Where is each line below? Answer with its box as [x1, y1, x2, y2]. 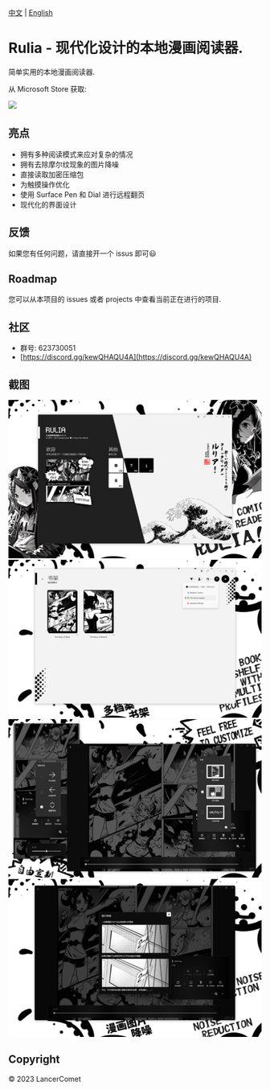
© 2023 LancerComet [8, 1074, 82, 1084]
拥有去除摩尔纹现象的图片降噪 [19, 159, 119, 169]
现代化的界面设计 [19, 199, 77, 209]
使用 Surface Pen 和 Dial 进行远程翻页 [19, 189, 145, 199]
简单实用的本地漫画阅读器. [8, 67, 96, 76]
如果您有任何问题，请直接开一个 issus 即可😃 [8, 249, 157, 258]
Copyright [8, 1053, 60, 1067]
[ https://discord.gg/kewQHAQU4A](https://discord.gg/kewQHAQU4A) [19, 352, 252, 362]
